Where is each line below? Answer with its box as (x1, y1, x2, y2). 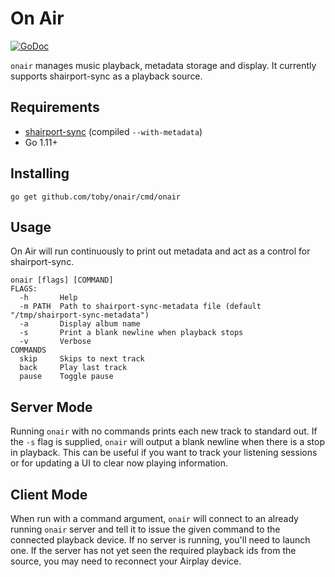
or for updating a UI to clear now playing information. (10, 457, 229, 469)
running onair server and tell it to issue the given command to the (10, 523, 281, 535)
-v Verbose (19, 337, 92, 347)
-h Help (19, 293, 78, 303)
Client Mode (10, 486, 88, 503)
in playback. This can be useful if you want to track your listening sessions (10, 447, 318, 459)
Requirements (10, 99, 100, 116)
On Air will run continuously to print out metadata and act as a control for (10, 245, 311, 257)
